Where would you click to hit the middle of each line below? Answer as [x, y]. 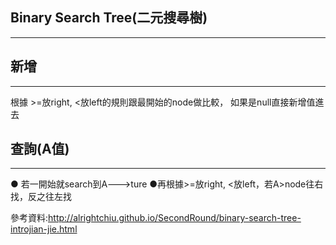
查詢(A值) [40, 149]
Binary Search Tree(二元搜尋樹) [109, 18]
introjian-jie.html [44, 229]
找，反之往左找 [41, 197]
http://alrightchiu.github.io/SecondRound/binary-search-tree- [175, 218]
